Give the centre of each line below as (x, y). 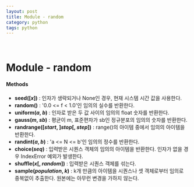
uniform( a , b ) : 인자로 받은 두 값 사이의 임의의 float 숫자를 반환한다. (92, 112)
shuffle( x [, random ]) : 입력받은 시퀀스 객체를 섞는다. (75, 163)
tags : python (22, 28)
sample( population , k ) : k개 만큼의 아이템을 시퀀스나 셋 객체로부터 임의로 (99, 171)
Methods (17, 84)
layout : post (22, 11)
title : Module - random (35, 17)
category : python (27, 22)
